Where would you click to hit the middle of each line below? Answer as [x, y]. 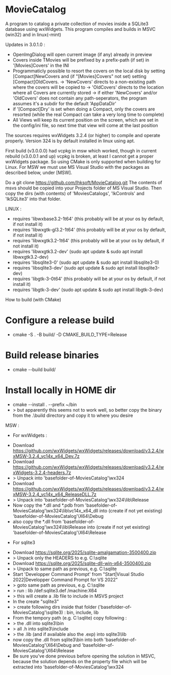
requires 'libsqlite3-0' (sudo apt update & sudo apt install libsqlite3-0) [86, 262]
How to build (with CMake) [33, 299]
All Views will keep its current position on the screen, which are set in [86, 120]
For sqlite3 [24, 542]
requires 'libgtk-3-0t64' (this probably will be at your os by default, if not [89, 279]
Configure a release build [60, 321]
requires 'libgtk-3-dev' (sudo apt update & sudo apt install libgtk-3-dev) [88, 290]
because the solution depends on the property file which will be [80, 661]
